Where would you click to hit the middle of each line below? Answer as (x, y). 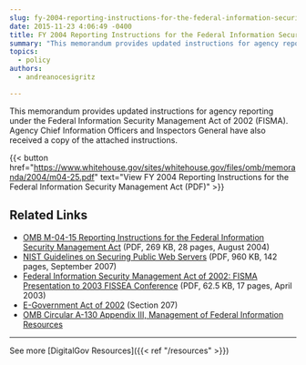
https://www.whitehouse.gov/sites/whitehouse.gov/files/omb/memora (164, 167)
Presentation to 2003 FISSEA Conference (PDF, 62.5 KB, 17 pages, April (158, 285)
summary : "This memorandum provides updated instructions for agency (144, 43)
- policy (34, 60)
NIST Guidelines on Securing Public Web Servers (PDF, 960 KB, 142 (150, 257)
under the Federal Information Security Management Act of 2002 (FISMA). (149, 120)
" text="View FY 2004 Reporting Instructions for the (192, 177)
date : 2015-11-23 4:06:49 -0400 (71, 26)
